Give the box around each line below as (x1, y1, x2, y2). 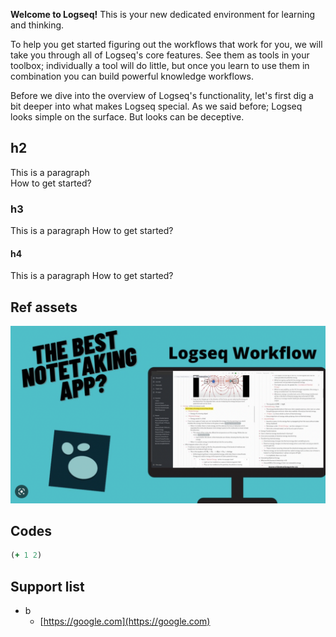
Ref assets (10, 299, 78, 316)
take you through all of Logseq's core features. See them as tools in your (10, 49, 310, 61)
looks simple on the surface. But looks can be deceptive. (10, 111, 245, 123)
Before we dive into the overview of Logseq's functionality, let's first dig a (10, 90, 314, 101)
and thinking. (10, 19, 65, 31)
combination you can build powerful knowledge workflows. (10, 70, 254, 82)
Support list (10, 578, 85, 595)
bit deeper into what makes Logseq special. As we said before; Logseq (10, 100, 303, 112)
